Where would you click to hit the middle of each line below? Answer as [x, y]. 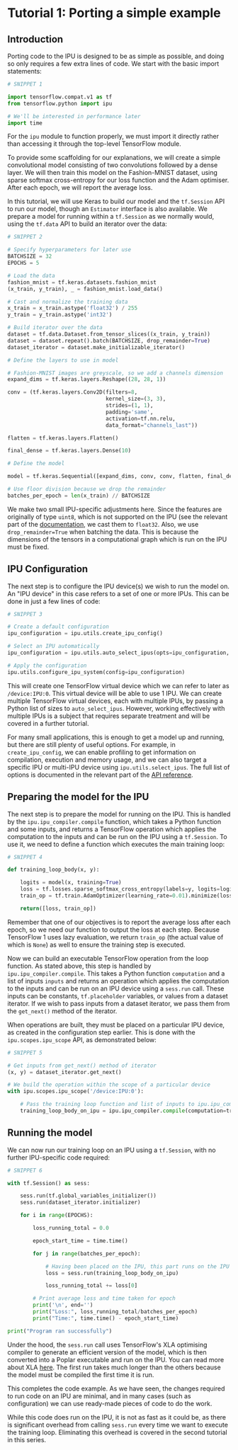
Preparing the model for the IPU [78, 797]
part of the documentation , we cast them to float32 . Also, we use [103, 524]
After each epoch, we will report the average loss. [80, 188]
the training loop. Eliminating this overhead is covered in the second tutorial [118, 1432]
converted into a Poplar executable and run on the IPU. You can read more [116, 1359]
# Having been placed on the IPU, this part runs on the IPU [137, 1266]
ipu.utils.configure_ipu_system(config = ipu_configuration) [96, 672]
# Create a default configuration [58, 627]
